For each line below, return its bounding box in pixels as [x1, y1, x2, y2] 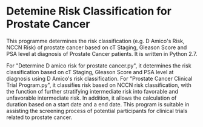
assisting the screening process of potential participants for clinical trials [6, 107, 188, 114]
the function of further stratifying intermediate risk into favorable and [6, 88, 179, 95]
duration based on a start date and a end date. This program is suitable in [6, 100, 190, 108]
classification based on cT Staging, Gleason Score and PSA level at [6, 68, 174, 75]
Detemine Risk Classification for [6, 4, 171, 18]
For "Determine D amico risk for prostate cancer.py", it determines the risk [6, 62, 192, 69]
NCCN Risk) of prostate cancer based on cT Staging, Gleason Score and [6, 44, 187, 51]
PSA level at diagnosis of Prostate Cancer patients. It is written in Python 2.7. [6, 50, 198, 57]
